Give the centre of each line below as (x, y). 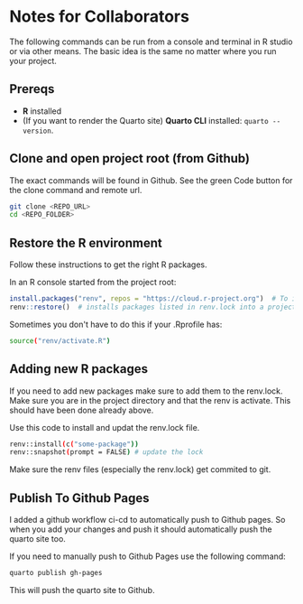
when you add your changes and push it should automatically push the (141, 529)
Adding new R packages (79, 369)
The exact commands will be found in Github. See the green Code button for (151, 180)
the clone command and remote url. (76, 190)
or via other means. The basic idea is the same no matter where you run (143, 51)
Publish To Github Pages (79, 498)
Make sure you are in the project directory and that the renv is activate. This (150, 400)
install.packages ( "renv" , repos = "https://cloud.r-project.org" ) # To (149, 299)
